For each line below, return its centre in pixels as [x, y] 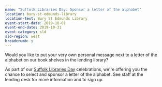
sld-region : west [22, 37]
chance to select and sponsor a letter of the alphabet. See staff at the [74, 74]
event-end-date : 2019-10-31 [33, 28]
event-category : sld [26, 32]
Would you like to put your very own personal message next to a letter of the [81, 55]
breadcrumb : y [19, 41]
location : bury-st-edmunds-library [41, 14]
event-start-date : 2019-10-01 [36, 23]
